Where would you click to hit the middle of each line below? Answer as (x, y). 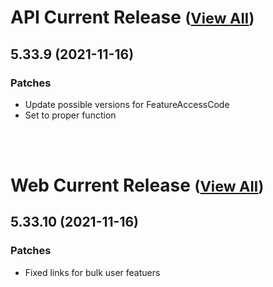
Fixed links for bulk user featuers (92, 272)
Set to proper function (70, 115)
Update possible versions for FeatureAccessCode (127, 104)
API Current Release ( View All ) (132, 17)
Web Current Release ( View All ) (137, 185)
